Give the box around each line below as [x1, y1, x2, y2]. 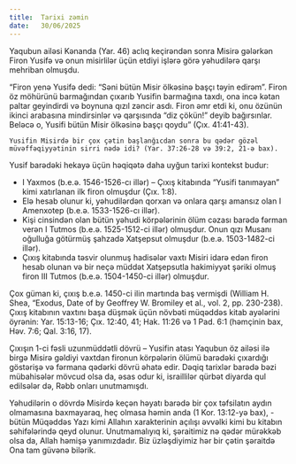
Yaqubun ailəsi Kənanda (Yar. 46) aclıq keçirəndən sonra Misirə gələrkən [9, 45, 274, 56]
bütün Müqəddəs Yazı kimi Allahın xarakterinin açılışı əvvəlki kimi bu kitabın [9, 416, 283, 427]
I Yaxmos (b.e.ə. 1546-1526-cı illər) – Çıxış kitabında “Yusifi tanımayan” [21, 176, 280, 187]
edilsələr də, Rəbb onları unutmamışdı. [9, 380, 148, 391]
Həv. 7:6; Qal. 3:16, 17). [9, 325, 93, 336]
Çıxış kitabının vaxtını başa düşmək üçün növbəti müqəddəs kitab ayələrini [9, 306, 280, 317]
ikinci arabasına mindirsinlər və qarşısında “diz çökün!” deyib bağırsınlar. [9, 110, 272, 120]
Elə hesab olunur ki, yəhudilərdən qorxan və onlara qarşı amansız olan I [21, 196, 282, 206]
